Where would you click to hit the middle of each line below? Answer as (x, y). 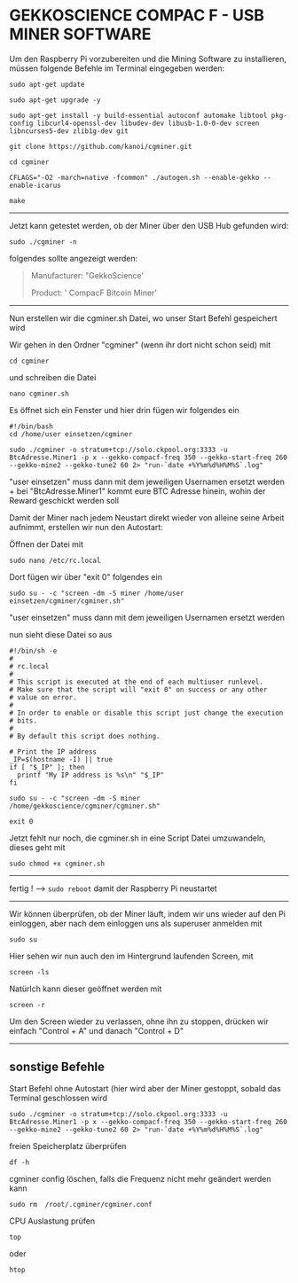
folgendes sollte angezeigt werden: (74, 258)
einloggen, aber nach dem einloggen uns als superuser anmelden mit (136, 923)
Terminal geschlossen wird (59, 1098)
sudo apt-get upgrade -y (55, 100)
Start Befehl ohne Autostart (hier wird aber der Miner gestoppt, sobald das (145, 1088)
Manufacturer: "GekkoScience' (87, 275)
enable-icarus (35, 185)
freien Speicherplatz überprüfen (68, 1146)
